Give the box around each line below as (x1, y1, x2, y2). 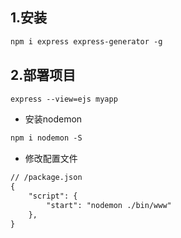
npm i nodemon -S (10, 133, 83, 143)
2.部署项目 (10, 67, 77, 84)
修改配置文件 (24, 153, 78, 165)
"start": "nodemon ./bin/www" (46, 200, 172, 210)
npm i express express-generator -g (10, 36, 163, 47)
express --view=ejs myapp (10, 94, 118, 104)
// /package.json (10, 173, 83, 183)
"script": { (28, 191, 78, 201)
